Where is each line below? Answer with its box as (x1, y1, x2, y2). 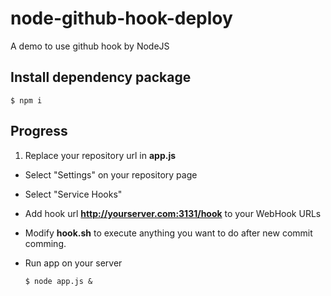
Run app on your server (24, 257, 123, 269)
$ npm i (10, 95, 43, 106)
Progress (10, 123, 68, 140)
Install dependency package (10, 69, 192, 86)
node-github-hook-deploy (10, 7, 233, 30)
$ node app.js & (24, 276, 93, 286)
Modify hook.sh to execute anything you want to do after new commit (24, 227, 313, 239)
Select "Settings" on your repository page (24, 168, 198, 181)
